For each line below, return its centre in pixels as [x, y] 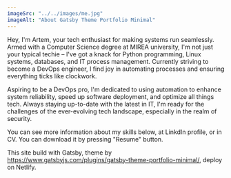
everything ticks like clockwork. [52, 76]
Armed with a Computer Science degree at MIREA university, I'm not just [110, 47]
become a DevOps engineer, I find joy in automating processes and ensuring [116, 69]
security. [20, 118]
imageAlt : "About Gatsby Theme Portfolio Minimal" [81, 20]
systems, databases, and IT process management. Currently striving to [108, 61]
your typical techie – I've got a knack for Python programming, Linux [104, 54]
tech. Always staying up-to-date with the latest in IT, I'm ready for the [106, 104]
